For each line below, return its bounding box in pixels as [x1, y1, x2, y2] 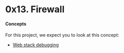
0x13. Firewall [5, 4, 65, 15]
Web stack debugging [12, 42, 59, 48]
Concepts [5, 20, 26, 26]
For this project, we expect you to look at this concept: [5, 32, 119, 38]
